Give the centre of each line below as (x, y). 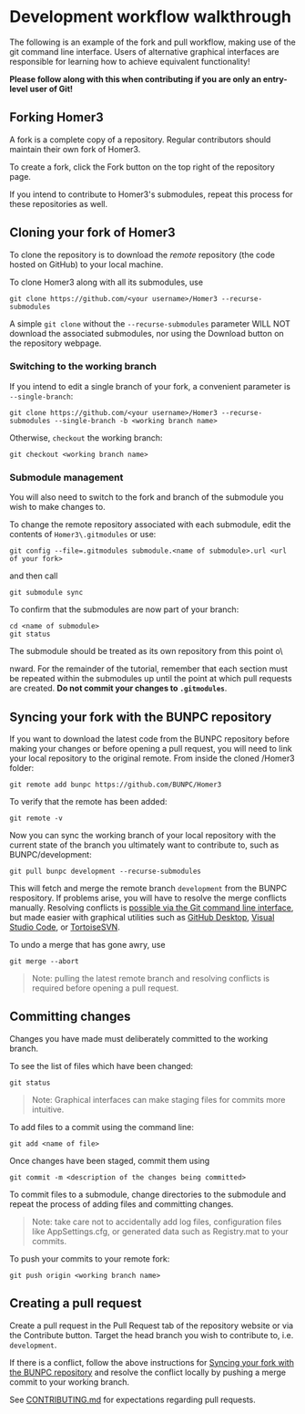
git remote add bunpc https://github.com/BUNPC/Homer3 (116, 785)
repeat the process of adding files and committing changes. (122, 1204)
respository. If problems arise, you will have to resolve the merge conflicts (148, 898)
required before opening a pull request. (105, 988)
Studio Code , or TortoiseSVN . (65, 927)
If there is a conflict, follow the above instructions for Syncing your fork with (152, 1362)
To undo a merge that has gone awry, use (87, 944)
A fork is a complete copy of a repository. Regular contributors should (140, 140)
